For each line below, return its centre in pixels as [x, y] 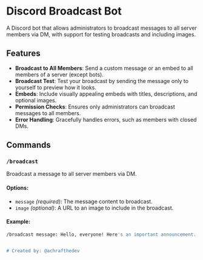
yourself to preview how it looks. [56, 87]
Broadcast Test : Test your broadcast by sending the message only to [102, 81]
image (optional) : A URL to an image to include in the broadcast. [94, 208]
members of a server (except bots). [59, 75]
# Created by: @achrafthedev [43, 251]
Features [23, 54]
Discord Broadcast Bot [64, 11]
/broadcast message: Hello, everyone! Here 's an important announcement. [101, 235]
